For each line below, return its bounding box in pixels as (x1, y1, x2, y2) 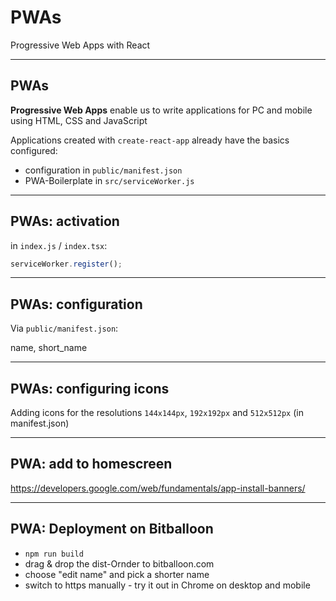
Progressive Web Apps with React (10, 39, 151, 51)
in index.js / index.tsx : (10, 239, 108, 251)
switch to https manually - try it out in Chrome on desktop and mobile (24, 579, 311, 591)
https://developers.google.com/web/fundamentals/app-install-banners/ (10, 482, 306, 494)
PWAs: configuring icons (10, 380, 170, 397)
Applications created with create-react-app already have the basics (10, 134, 290, 146)
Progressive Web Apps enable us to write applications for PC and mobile (10, 104, 313, 116)
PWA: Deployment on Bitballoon (10, 521, 214, 538)
